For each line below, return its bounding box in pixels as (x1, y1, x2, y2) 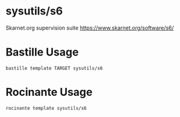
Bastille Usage (5, 45, 79, 59)
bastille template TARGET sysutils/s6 (5, 65, 103, 71)
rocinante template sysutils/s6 (5, 105, 87, 111)
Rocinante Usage (5, 86, 93, 99)
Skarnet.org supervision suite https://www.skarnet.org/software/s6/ (5, 24, 174, 31)
